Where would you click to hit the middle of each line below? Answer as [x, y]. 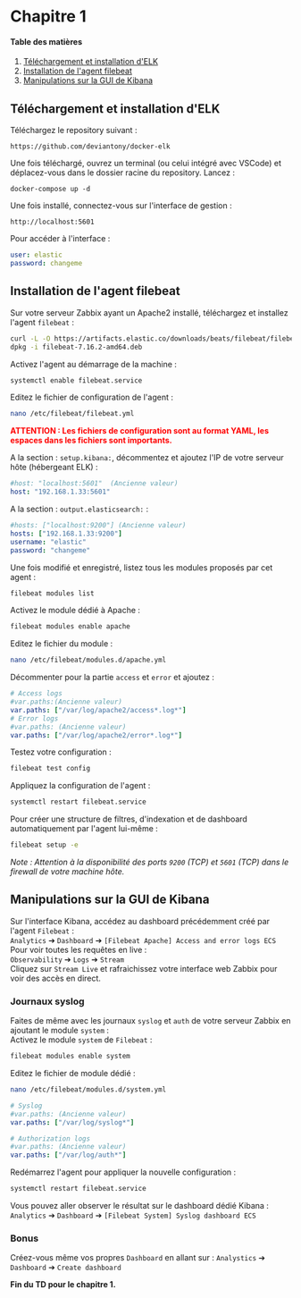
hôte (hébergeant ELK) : [54, 468]
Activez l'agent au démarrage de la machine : [94, 364]
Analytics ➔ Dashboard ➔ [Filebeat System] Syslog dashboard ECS [134, 1215]
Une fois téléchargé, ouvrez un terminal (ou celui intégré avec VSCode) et [146, 164]
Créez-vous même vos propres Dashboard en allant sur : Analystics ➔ [138, 1258]
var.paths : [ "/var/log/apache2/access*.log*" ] [98, 710]
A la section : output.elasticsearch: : [79, 509]
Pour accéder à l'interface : [60, 239]
